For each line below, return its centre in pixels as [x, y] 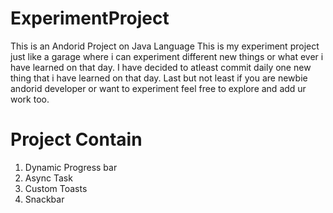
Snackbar [44, 199]
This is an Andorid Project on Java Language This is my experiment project [165, 46]
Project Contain [76, 139]
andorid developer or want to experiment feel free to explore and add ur [158, 88]
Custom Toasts [56, 188]
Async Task [48, 178]
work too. [30, 99]
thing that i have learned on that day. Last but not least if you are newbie [159, 78]
